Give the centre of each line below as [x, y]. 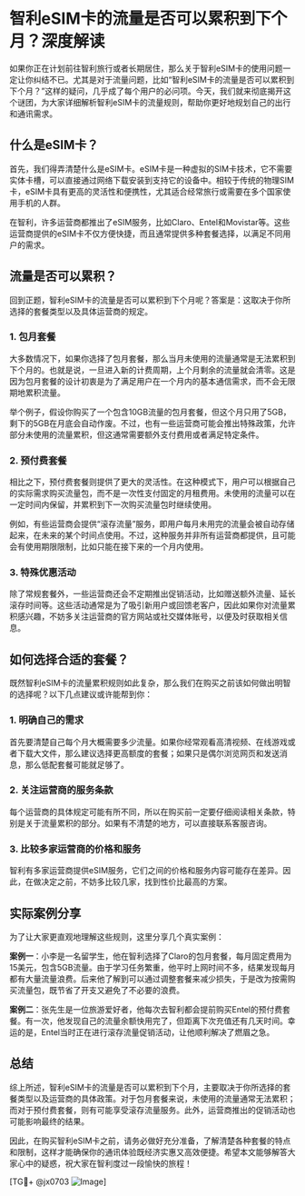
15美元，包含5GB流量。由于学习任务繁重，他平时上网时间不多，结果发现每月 [152, 967]
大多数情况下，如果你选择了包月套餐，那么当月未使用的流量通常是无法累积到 [152, 358]
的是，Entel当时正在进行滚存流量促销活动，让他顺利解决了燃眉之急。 [146, 1032]
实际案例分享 [45, 913]
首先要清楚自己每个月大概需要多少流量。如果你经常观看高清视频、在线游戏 [148, 742]
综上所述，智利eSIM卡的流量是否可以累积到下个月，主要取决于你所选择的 [146, 1087]
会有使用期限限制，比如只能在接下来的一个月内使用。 [109, 547]
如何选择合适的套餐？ [69, 659]
